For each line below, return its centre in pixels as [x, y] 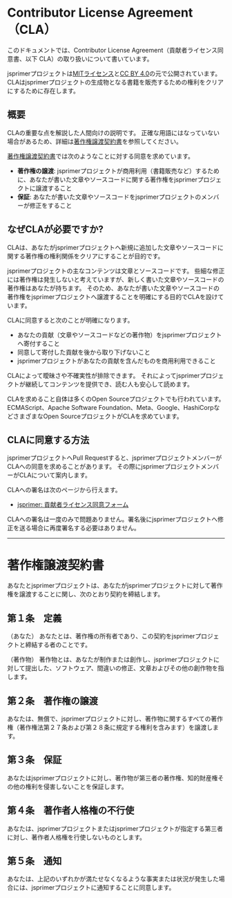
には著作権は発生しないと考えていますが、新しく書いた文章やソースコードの [116, 279]
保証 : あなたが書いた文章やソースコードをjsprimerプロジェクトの [109, 197]
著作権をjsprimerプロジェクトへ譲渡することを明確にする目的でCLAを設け [113, 296]
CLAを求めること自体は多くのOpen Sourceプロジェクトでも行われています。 [116, 399]
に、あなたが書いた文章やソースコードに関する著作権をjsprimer [107, 179]
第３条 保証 [35, 760]
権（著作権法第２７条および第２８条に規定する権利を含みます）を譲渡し [110, 727]
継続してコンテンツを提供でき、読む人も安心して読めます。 [109, 384]
